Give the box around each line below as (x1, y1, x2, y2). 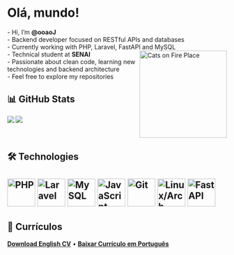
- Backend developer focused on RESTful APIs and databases (7, 35, 185, 43)
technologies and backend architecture (7, 65, 120, 73)
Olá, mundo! (7, 5, 80, 21)
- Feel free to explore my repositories (7, 72, 114, 81)
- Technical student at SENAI (7, 50, 91, 59)
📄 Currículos (7, 221, 63, 233)
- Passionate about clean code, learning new (7, 57, 136, 65)
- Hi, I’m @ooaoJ (7, 28, 56, 36)
